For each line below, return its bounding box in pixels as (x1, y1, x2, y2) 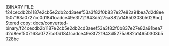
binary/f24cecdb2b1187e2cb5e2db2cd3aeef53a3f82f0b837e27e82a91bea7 (5, 25, 163, 31)
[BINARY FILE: (5, 4, 35, 10)
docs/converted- (33, 20, 68, 26)
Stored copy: (5, 20, 32, 26)
